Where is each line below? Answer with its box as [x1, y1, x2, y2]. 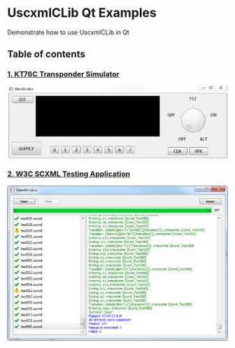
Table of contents [7, 48, 85, 60]
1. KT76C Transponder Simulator [7, 69, 120, 79]
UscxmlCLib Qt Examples [7, 5, 157, 21]
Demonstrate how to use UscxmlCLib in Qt [7, 28, 129, 36]
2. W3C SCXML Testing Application [7, 169, 131, 179]
